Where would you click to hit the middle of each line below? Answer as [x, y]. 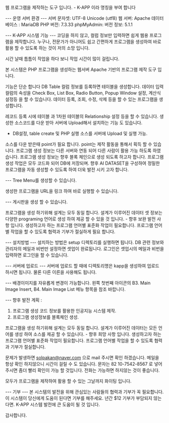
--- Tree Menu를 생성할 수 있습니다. [41, 180]
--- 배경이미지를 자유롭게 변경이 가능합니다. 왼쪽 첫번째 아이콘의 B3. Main [78, 283]
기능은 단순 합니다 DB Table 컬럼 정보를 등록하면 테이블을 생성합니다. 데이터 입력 [84, 87]
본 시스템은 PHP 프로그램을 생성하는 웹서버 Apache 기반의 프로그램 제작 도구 [81, 69]
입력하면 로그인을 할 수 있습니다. [37, 255]
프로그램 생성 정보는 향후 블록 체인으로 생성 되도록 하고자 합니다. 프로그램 [92, 157]
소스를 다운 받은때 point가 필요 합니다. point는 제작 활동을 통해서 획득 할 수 [79, 144]
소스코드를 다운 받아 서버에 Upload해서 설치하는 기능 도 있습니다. [78, 123]
